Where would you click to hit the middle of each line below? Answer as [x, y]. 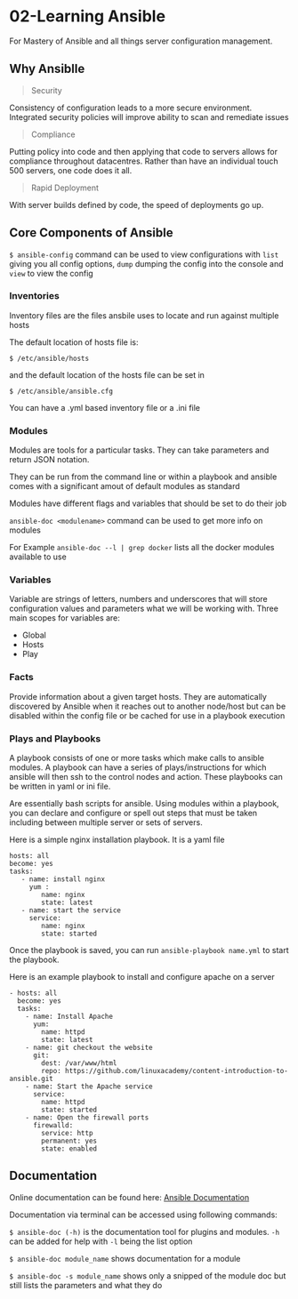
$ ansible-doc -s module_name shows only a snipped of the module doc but [148, 1275]
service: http [67, 1134]
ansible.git [31, 1079]
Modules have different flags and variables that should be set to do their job [148, 503]
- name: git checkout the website [89, 1048]
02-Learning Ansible [88, 16]
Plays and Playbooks [55, 738]
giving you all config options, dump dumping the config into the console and [146, 263]
